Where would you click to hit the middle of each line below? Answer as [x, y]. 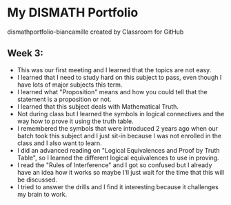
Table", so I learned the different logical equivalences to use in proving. [118, 158]
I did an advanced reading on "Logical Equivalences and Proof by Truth [118, 150]
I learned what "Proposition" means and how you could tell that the [112, 91]
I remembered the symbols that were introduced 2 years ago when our [118, 128]
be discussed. [37, 180]
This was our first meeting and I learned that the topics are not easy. [114, 69]
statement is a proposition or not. [64, 99]
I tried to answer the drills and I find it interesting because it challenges [118, 186]
